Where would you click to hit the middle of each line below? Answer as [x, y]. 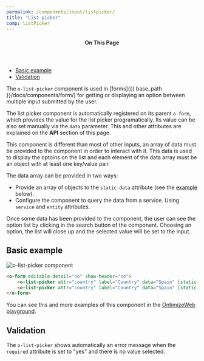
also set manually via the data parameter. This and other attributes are [94, 126]
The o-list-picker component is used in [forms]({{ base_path [84, 88]
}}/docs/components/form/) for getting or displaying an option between [96, 95]
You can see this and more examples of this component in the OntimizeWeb [101, 305]
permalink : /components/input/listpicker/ [61, 12]
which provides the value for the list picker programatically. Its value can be [101, 120]
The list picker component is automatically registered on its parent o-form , [99, 113]
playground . [21, 311]
